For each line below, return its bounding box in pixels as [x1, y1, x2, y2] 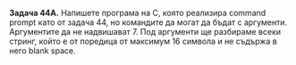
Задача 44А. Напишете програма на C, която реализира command [9, 8, 266, 18]
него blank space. [9, 45, 76, 56]
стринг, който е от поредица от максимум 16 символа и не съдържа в [9, 36, 277, 46]
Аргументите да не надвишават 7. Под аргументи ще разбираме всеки [9, 27, 282, 37]
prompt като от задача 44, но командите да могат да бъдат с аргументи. [9, 17, 288, 28]
